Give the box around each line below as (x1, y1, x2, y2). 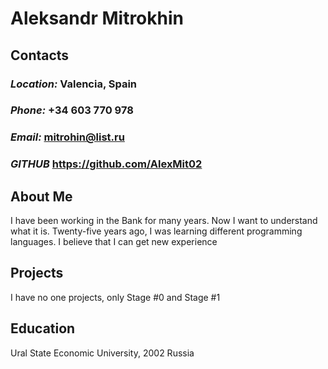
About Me (10, 188, 73, 205)
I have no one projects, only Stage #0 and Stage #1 (10, 291, 221, 303)
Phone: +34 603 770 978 (10, 103, 134, 117)
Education (10, 320, 76, 337)
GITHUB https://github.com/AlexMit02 (10, 157, 203, 171)
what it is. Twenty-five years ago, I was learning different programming (10, 225, 303, 237)
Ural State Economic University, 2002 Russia (10, 347, 195, 359)
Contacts (10, 47, 70, 64)
